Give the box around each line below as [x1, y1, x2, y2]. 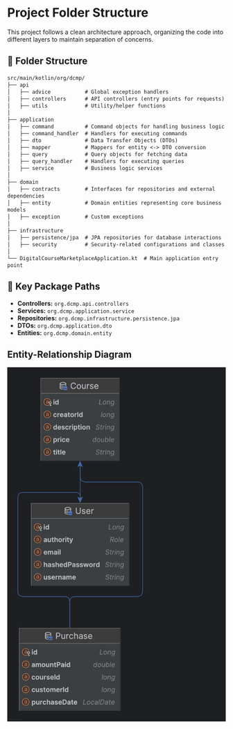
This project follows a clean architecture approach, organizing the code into [7, 28, 224, 36]
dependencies [7, 192, 45, 199]
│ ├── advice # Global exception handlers [7, 88, 169, 95]
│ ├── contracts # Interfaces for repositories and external [7, 185, 216, 192]
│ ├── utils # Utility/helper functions [7, 102, 166, 109]
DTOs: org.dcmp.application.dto [17, 321, 112, 329]
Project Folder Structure [7, 5, 149, 21]
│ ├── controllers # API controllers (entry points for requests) [7, 95, 225, 102]
